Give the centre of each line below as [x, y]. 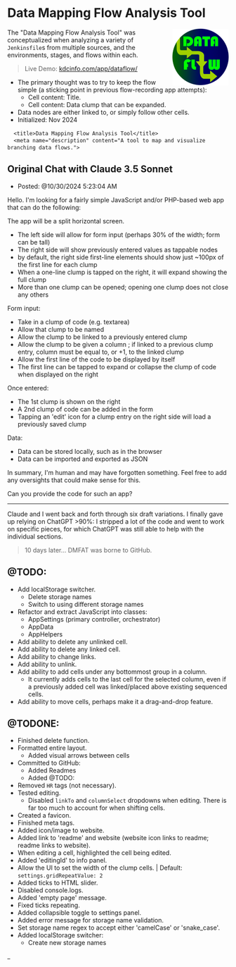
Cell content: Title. [54, 97]
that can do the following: [44, 207]
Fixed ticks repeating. [49, 905]
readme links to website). [54, 845]
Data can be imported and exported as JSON [83, 459]
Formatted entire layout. [52, 748]
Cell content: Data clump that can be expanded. [97, 104]
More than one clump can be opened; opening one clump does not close [123, 287]
